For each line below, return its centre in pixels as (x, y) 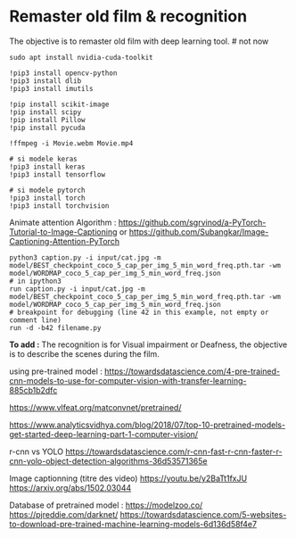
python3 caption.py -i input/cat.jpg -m (86, 257)
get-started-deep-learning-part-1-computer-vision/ (104, 434)
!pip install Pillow (48, 120)
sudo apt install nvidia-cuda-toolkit (81, 57)
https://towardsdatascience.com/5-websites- (203, 514)
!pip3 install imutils (51, 88)
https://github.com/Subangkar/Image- (199, 232)
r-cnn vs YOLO (37, 451)
